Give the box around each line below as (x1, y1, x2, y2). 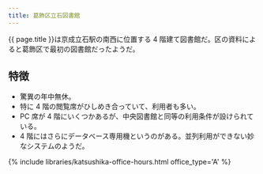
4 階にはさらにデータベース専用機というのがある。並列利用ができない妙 (19, 131, 255, 141)
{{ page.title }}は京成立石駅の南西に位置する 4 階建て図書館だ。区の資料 (8, 34, 242, 43)
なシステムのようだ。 (19, 142, 89, 151)
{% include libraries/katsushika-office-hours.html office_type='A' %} (8, 157, 231, 167)
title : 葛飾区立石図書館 (8, 11, 81, 20)
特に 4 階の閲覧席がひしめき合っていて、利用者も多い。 (19, 102, 201, 112)
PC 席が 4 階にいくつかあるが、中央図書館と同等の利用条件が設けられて (19, 112, 254, 121)
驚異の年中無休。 (19, 92, 76, 101)
